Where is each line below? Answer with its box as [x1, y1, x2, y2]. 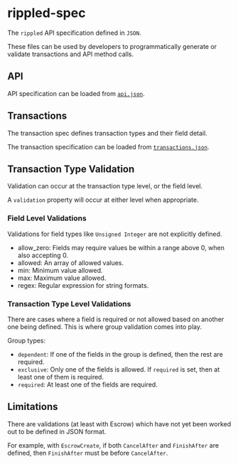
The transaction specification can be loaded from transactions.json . [7, 142, 210, 151]
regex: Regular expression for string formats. [17, 281, 149, 289]
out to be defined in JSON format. [7, 427, 107, 436]
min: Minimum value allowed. [17, 266, 103, 274]
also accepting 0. [17, 251, 69, 259]
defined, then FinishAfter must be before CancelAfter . [7, 448, 168, 457]
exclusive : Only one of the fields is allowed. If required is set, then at [17, 365, 220, 374]
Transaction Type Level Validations [7, 298, 131, 308]
